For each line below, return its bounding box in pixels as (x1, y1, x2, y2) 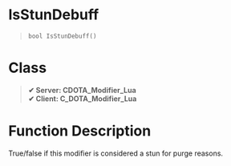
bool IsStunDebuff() (27, 32, 97, 40)
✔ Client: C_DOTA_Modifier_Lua (27, 94, 137, 103)
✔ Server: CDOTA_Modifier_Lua (27, 85, 136, 95)
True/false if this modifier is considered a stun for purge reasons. (8, 148, 223, 158)
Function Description (8, 122, 152, 140)
